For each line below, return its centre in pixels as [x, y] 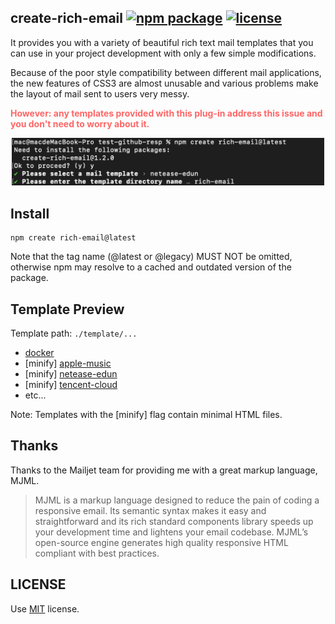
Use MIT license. [45, 608]
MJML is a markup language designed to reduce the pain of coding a [177, 500]
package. [29, 278]
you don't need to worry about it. [80, 123]
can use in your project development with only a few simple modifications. [163, 53]
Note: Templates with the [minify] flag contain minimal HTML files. [146, 415]
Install [30, 213]
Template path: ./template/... [74, 333]
